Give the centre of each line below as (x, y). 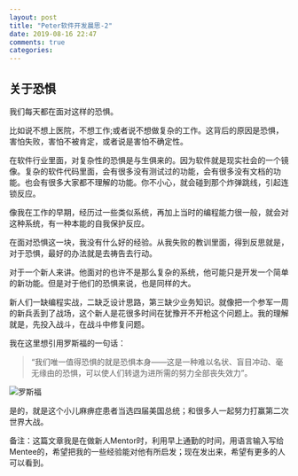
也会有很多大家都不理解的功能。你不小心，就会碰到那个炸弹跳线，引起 (153, 182)
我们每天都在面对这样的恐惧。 (63, 111)
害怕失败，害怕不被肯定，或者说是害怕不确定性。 (98, 141)
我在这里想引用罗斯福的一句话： (67, 343)
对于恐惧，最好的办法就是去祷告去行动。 (83, 253)
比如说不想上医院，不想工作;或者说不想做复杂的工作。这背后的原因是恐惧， (146, 130)
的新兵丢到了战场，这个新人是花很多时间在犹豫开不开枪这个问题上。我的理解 (149, 313)
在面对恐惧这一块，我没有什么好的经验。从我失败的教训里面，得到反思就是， (149, 242)
